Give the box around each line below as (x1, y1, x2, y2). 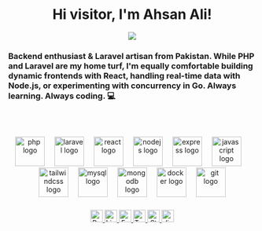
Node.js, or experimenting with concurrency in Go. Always (8, 80, 237, 91)
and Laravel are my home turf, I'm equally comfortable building (8, 60, 253, 71)
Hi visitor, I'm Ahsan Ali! (52, 5, 212, 24)
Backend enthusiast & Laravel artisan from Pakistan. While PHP (8, 50, 255, 61)
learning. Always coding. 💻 (8, 90, 116, 101)
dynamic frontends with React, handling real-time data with (8, 70, 241, 81)
